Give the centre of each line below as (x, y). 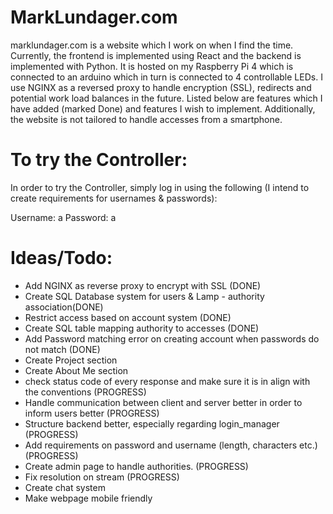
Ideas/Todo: (61, 258)
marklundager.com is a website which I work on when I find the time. (152, 45)
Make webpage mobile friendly (88, 498)
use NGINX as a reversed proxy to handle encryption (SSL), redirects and (161, 87)
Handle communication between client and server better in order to (163, 402)
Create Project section (71, 360)
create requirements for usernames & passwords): (114, 198)
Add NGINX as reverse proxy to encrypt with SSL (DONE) (143, 285)
